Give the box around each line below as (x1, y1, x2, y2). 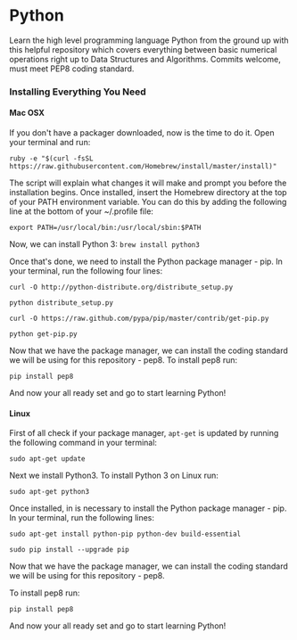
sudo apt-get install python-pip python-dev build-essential (9, 529, 242, 539)
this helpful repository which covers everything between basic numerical (9, 44, 277, 54)
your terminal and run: (9, 137, 91, 148)
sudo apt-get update (9, 455, 87, 464)
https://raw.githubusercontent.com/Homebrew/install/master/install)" (9, 162, 277, 171)
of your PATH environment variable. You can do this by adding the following (9, 197, 287, 208)
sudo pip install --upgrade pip (9, 546, 129, 554)
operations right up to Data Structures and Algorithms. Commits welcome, (9, 53, 281, 64)
